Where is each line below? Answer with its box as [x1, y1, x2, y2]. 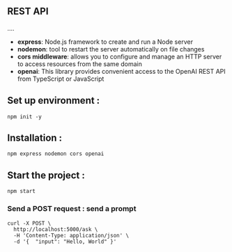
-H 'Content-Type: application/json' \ [13, 232, 130, 239]
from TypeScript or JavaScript [17, 74, 105, 83]
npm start [7, 188, 36, 195]
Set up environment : [7, 95, 100, 107]
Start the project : [7, 169, 86, 181]
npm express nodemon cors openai [7, 150, 105, 157]
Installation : [7, 132, 63, 144]
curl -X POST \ [7, 219, 52, 227]
